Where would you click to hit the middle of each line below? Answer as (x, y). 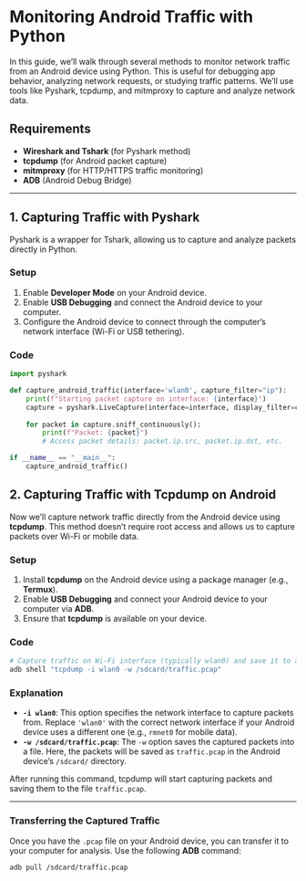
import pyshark (38, 374)
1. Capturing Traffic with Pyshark (105, 218)
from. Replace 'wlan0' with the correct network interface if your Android (158, 722)
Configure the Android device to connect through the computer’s (144, 321)
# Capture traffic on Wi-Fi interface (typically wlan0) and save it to (150, 661)
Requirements (50, 129)
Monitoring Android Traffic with (131, 17)
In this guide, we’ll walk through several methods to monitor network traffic (150, 61)
